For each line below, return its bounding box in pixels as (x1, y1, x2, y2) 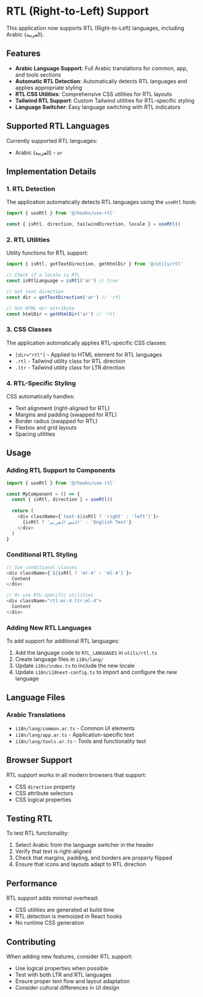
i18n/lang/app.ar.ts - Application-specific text (15, 731, 134, 738)
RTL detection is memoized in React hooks (15, 913, 123, 920)
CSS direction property (15, 783, 76, 790)
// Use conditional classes (6, 564, 78, 570)
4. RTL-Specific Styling (6, 379, 76, 387)
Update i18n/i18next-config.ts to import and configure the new (15, 668, 177, 676)
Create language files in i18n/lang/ (15, 656, 104, 663)
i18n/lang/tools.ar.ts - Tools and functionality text (15, 737, 146, 745)
